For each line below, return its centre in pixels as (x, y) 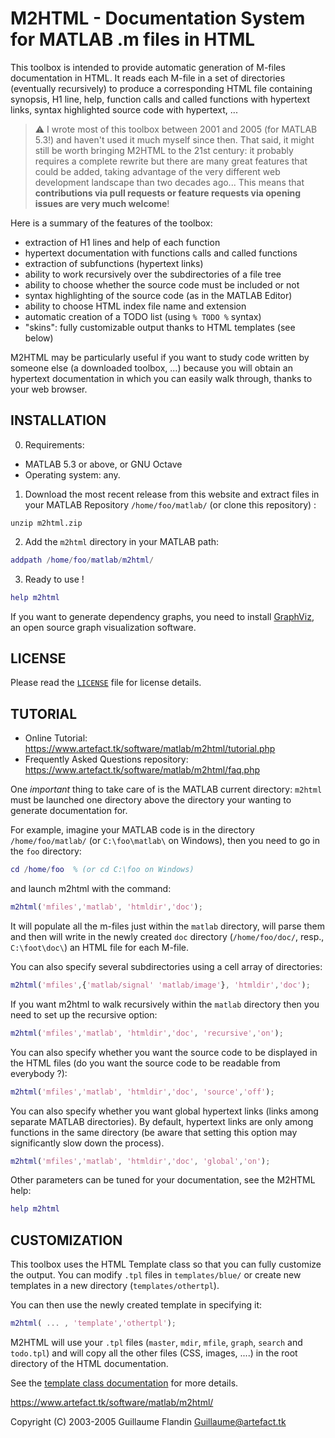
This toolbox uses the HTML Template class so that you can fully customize (166, 1264)
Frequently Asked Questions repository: (106, 759)
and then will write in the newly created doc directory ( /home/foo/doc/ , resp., (167, 936)
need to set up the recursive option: (84, 1014)
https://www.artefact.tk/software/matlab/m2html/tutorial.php (150, 749)
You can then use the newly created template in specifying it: (136, 1305)
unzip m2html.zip (46, 523)
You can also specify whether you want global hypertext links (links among (164, 1111)
